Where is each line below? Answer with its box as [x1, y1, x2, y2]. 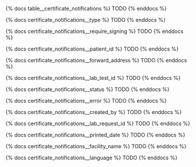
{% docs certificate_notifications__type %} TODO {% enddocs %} [5, 16, 166, 23]
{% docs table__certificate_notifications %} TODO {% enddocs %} [5, 5, 167, 12]
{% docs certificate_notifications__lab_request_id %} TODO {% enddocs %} [5, 120, 191, 127]
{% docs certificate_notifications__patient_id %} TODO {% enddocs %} [5, 45, 179, 52]
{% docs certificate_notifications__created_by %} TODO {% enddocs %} [5, 109, 182, 115]
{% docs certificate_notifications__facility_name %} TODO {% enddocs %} [5, 143, 187, 149]
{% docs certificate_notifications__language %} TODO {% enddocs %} [5, 154, 178, 161]
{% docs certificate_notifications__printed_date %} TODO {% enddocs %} [5, 132, 185, 138]
